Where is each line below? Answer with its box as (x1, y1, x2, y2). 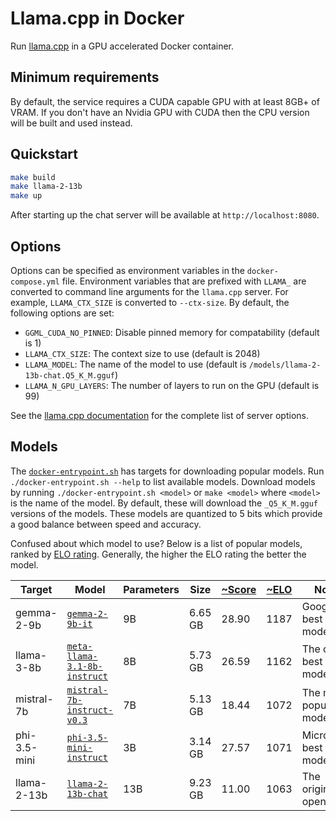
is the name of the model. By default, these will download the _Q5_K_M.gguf (10, 497, 319, 509)
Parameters (123, 582, 180, 596)
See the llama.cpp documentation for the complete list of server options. (10, 410, 309, 421)
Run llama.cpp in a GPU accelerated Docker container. (10, 40, 235, 52)
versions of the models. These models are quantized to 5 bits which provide (10, 507, 323, 519)
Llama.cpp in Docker (10, 7, 185, 30)
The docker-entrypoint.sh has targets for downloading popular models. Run (10, 465, 325, 477)
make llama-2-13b (10, 182, 83, 192)
